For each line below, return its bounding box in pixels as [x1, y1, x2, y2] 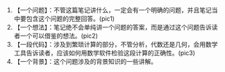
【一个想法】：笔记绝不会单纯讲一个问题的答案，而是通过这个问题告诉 [13, 23, 212, 31]
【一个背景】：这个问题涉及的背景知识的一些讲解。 [13, 58, 158, 65]
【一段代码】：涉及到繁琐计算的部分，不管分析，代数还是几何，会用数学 [13, 40, 218, 48]
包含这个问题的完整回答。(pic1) [26, 14, 115, 23]
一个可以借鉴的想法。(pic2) [19, 32, 99, 40]
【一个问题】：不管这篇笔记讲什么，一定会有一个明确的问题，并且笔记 [13, 6, 212, 14]
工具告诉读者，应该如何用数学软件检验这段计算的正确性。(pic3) [13, 49, 196, 57]
